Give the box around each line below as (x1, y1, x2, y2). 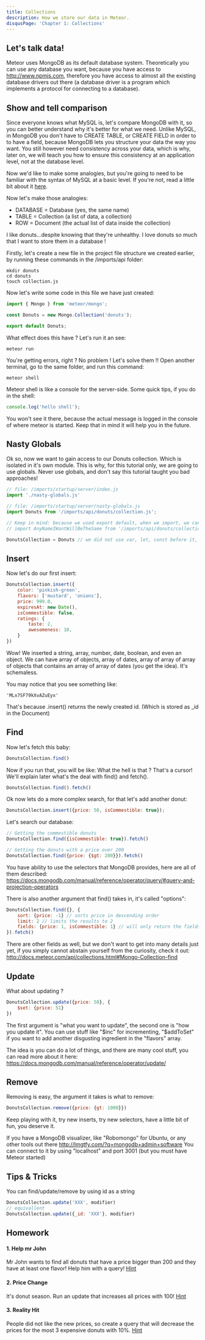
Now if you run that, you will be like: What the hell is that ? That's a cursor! (6, 766, 193, 773)
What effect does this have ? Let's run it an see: (6, 334, 126, 341)
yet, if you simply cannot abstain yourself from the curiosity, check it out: (6, 947, 190, 954)
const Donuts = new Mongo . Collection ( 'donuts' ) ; (6, 312, 132, 318)
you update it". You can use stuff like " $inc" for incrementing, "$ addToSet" (6, 1028, 194, 1035)
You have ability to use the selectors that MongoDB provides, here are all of (6, 863, 196, 871)
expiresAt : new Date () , (17, 604, 78, 610)
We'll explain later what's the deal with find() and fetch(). (6, 773, 149, 780)
